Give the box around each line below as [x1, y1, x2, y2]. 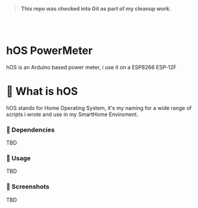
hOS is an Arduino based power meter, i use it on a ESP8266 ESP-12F [6, 63, 177, 71]
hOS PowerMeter [6, 44, 93, 57]
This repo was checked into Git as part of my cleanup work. [20, 5, 172, 12]
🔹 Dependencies [6, 126, 55, 134]
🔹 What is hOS [6, 85, 78, 98]
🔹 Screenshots [6, 182, 49, 191]
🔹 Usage [6, 154, 31, 163]
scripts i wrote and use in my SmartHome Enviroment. [6, 111, 138, 118]
